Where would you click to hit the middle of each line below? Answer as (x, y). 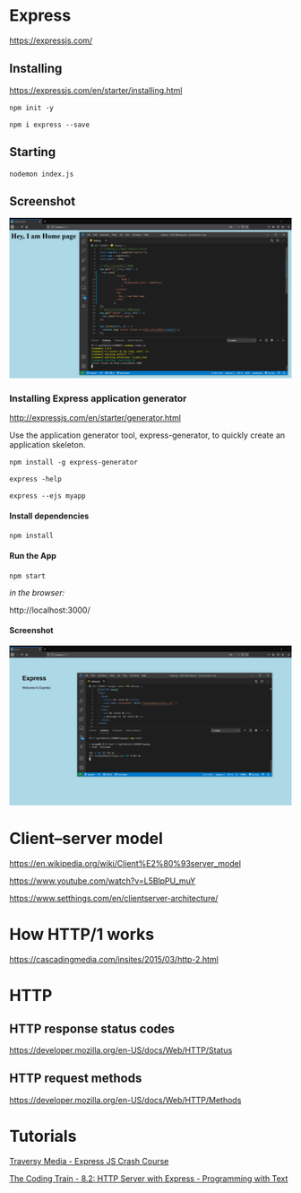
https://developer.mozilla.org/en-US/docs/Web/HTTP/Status (121, 1050)
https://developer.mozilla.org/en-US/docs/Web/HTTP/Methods (125, 1100)
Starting (33, 152)
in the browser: (37, 592)
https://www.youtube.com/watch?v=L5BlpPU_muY (103, 881)
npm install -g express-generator (74, 463)
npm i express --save (50, 125)
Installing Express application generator (98, 398)
